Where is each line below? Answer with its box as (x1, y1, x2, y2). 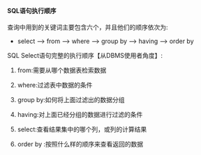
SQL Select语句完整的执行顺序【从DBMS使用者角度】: (7, 51, 163, 60)
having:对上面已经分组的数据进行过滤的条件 (17, 111, 143, 119)
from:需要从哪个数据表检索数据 (17, 66, 107, 74)
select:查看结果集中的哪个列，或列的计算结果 (17, 125, 147, 133)
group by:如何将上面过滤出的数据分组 (17, 96, 125, 104)
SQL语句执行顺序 (7, 6, 57, 15)
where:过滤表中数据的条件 (17, 81, 93, 90)
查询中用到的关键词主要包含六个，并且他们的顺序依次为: (7, 23, 169, 31)
